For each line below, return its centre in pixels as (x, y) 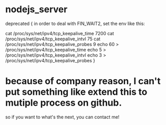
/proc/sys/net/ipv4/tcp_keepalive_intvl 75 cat (53, 39)
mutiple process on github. (64, 103)
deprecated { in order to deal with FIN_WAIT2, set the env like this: (75, 23)
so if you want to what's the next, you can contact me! (63, 117)
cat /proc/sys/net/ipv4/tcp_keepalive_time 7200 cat (60, 33)
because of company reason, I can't (83, 81)
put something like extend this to (76, 92)
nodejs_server (37, 9)
